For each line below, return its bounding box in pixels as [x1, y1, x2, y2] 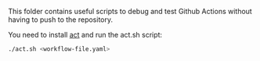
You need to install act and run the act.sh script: [8, 30, 163, 39]
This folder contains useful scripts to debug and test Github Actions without [8, 7, 252, 16]
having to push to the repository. [8, 15, 114, 24]
